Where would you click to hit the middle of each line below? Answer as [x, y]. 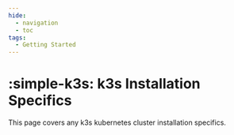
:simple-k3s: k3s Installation [104, 84]
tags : [17, 37]
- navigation [37, 23]
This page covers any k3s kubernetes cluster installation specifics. [117, 122]
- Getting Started [46, 45]
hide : [17, 15]
